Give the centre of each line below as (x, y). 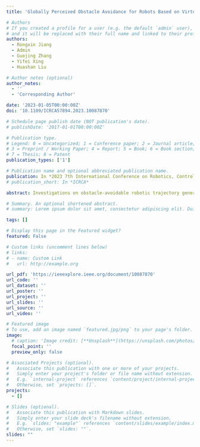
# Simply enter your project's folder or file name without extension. (100, 374)
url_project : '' (26, 296)
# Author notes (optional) (40, 78)
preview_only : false (37, 352)
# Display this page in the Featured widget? (63, 231)
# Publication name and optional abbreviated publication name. (87, 171)
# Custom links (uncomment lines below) (57, 247)
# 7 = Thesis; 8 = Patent (38, 155)
